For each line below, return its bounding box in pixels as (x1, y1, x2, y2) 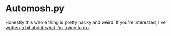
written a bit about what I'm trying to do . (5, 24, 90, 30)
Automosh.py (5, 3, 65, 14)
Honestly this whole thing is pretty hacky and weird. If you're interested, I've (5, 19, 166, 25)
